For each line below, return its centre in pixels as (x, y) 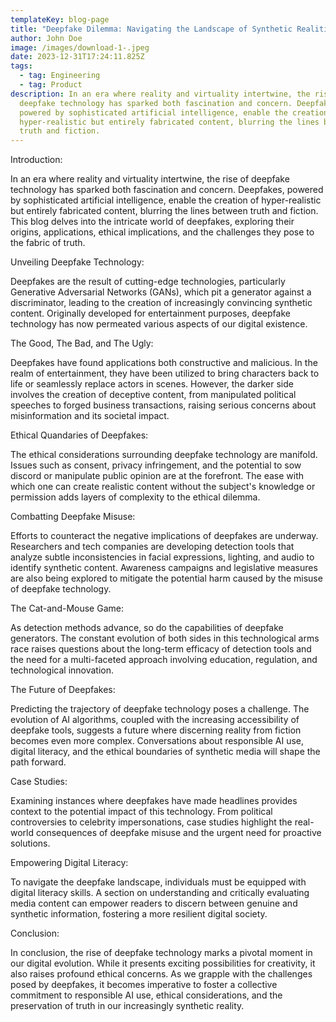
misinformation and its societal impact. (90, 416)
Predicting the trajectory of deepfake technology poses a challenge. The (160, 709)
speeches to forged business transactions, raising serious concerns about (163, 405)
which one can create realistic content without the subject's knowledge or (163, 487)
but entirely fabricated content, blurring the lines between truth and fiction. (164, 211)
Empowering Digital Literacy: (69, 863)
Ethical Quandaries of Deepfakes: (79, 435)
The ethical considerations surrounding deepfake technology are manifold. (164, 455)
